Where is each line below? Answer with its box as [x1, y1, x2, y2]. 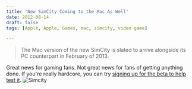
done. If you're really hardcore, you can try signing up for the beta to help [6, 70, 186, 77]
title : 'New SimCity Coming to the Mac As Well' [6, 8, 129, 15]
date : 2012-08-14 [6, 14, 49, 20]
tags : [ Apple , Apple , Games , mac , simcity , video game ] [6, 25, 147, 31]
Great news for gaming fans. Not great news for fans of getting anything [6, 64, 183, 71]
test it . [6, 77, 22, 84]
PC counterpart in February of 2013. [20, 52, 109, 60]
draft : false [6, 19, 39, 25]
